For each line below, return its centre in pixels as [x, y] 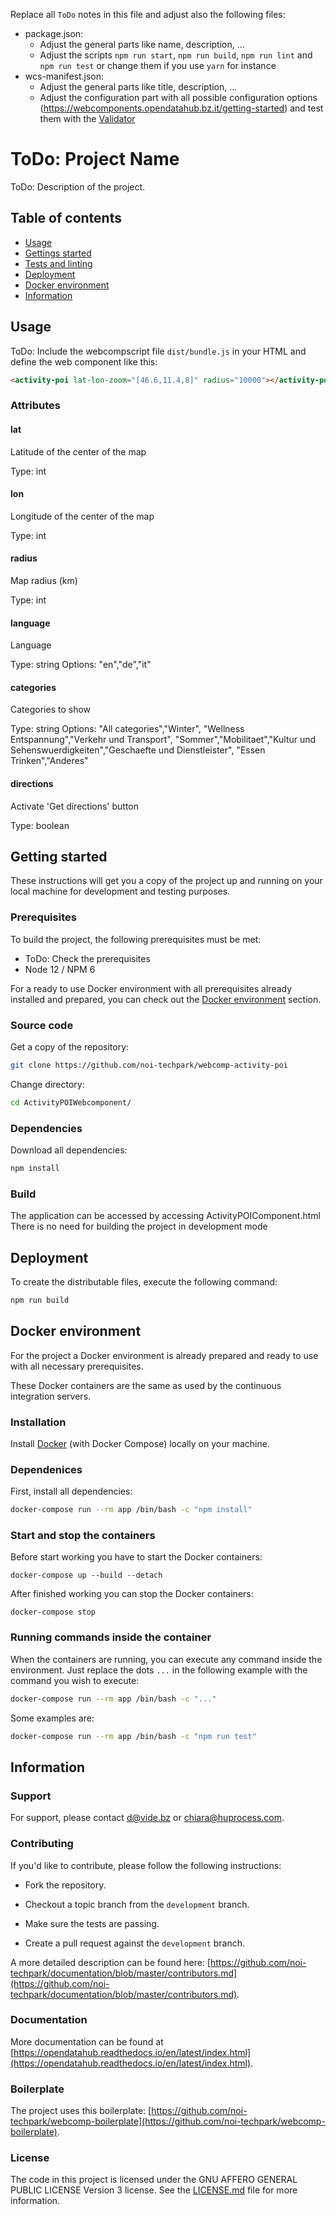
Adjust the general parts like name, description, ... [142, 44]
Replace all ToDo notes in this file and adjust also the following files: [148, 14]
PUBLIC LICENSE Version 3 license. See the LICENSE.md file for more [154, 2190]
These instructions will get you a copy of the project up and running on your [166, 881]
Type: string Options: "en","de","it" [81, 665]
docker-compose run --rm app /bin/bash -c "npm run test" [133, 1736]
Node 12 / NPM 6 [60, 969]
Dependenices [46, 1469]
